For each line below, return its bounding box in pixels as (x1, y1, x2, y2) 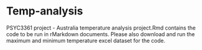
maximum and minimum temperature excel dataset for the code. (6, 37, 166, 44)
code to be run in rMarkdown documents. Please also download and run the (6, 30, 195, 37)
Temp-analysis (6, 4, 83, 18)
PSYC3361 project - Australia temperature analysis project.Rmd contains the (6, 24, 196, 31)
